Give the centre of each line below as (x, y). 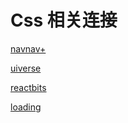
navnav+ (28, 48)
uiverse (26, 68)
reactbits (28, 87)
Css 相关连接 (64, 20)
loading (26, 107)
